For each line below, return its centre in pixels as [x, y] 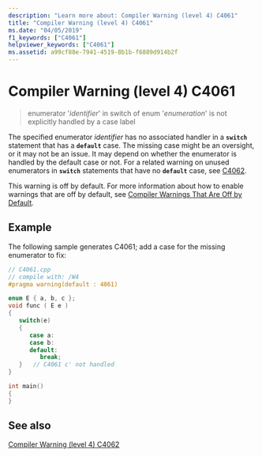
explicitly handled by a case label [81, 121]
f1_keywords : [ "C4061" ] [47, 38]
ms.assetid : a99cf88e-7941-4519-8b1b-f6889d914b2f [93, 52]
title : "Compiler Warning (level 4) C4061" [81, 23]
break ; [51, 357]
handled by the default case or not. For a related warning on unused [119, 162]
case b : [42, 342]
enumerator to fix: [37, 255]
